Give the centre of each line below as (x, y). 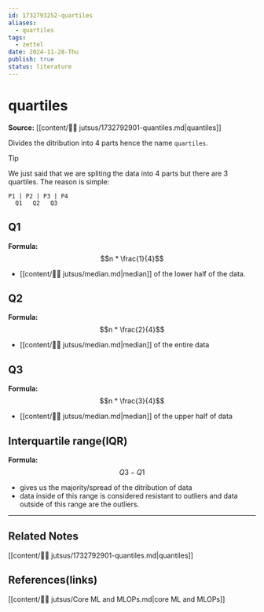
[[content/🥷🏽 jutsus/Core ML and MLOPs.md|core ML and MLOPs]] (117, 599)
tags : (17, 37)
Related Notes (43, 536)
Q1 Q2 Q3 (37, 203)
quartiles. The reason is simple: (59, 181)
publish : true (31, 60)
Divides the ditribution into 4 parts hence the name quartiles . (108, 143)
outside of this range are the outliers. (79, 504)
